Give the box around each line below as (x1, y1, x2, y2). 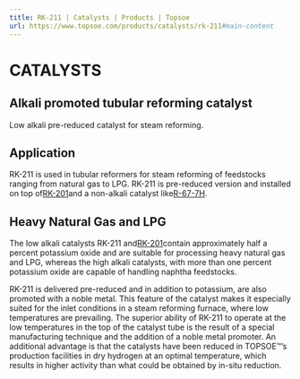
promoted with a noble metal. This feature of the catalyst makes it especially (9, 293, 291, 305)
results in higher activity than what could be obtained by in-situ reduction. (9, 360, 282, 371)
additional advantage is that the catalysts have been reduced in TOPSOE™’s (9, 341, 287, 352)
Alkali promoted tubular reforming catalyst (9, 96, 253, 111)
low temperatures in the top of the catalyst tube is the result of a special (9, 322, 275, 332)
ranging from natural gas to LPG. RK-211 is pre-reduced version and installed (9, 178, 291, 189)
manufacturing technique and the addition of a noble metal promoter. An (9, 332, 276, 342)
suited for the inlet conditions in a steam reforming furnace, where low (9, 303, 269, 314)
